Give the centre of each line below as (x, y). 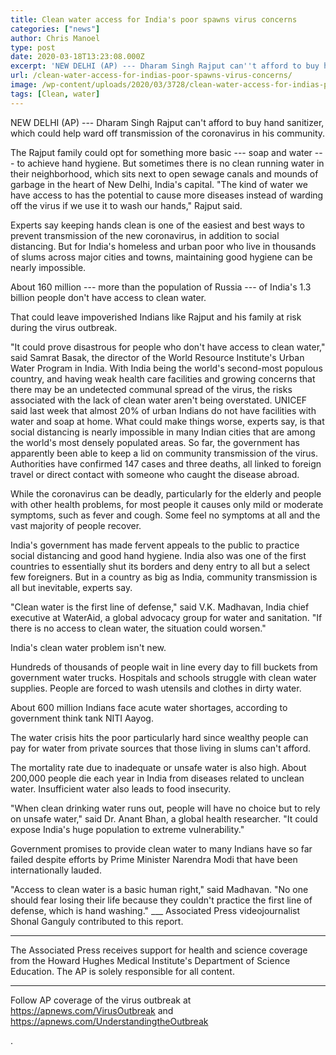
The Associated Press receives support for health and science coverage (159, 950)
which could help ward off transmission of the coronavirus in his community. (168, 133)
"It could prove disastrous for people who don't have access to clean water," (168, 347)
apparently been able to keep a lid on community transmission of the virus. (164, 453)
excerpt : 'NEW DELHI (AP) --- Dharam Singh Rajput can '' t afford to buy (165, 66)
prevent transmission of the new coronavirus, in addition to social (145, 235)
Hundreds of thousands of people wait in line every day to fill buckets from (164, 667)
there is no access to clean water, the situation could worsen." (138, 628)
